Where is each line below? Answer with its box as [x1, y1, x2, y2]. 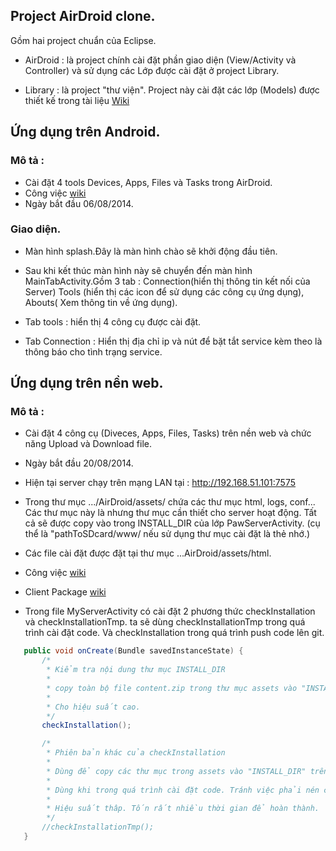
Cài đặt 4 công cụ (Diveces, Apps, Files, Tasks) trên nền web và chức [24, 427, 312, 439]
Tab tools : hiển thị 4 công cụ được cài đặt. [24, 315, 202, 328]
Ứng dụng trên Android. [10, 124, 161, 141]
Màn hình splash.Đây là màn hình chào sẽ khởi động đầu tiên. [24, 245, 278, 257]
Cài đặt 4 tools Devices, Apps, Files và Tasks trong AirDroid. [24, 176, 273, 188]
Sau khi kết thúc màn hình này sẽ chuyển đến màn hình [24, 264, 253, 276]
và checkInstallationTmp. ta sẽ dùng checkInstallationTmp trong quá [24, 616, 306, 628]
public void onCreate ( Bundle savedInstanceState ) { [23, 646, 244, 656]
